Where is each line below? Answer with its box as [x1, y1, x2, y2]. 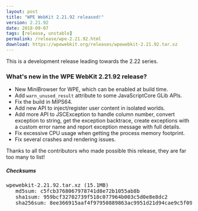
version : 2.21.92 [6, 19, 49, 25]
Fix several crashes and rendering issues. [14, 136, 116, 143]
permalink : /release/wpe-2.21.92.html [6, 36, 101, 42]
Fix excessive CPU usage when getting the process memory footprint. [14, 130, 185, 137]
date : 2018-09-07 [6, 25, 49, 31]
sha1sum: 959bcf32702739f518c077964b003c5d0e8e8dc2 [15, 194, 168, 200]
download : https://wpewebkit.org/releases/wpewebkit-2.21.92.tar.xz [6, 42, 178, 48]
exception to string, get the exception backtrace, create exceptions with [14, 117, 190, 124]
